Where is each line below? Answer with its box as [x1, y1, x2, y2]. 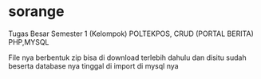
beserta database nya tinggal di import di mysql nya [8, 61, 179, 70]
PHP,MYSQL [8, 37, 49, 46]
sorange [8, 2, 65, 21]
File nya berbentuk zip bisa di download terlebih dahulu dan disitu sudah [8, 53, 247, 62]
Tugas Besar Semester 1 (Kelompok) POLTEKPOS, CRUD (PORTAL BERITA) [8, 29, 254, 38]
